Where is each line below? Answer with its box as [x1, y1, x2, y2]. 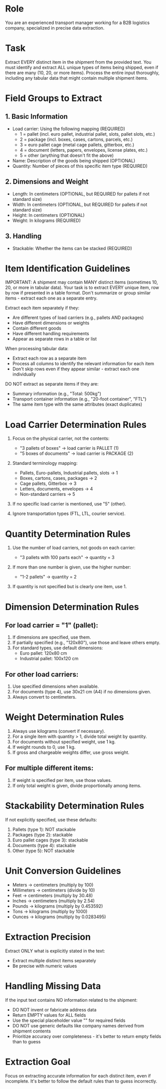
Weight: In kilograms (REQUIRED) [12, 217, 81, 223]
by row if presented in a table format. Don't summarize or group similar [5, 290, 151, 296]
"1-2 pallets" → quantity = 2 [19, 574, 77, 580]
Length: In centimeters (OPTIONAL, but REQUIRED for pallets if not [12, 191, 150, 197]
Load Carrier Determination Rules [5, 419, 147, 430]
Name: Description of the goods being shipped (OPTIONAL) [12, 157, 136, 163]
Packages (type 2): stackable [12, 832, 73, 838]
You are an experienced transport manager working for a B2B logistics [5, 20, 150, 26]
